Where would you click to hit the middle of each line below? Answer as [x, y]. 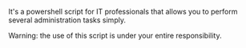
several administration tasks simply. [67, 20]
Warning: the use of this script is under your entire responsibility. [115, 36]
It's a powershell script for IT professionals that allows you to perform [123, 12]
